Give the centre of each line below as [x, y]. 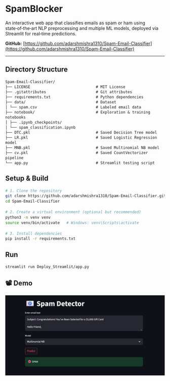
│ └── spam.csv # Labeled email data [73, 107]
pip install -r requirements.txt [40, 239]
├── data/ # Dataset [61, 102]
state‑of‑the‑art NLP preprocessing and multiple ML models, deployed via [82, 28]
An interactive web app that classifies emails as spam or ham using [75, 23]
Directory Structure [37, 70]
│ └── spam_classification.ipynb [40, 127]
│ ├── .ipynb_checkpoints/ [34, 122]
